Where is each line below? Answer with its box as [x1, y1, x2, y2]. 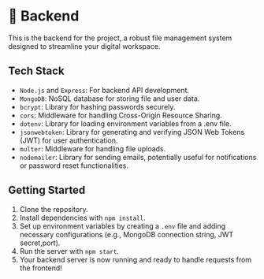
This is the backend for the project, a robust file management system [8, 33, 232, 43]
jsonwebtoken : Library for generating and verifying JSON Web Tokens [19, 127, 245, 136]
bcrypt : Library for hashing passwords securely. [19, 102, 176, 111]
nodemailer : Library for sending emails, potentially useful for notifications [19, 152, 257, 162]
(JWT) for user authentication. [19, 136, 118, 145]
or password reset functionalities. [19, 161, 128, 170]
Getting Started [8, 184, 86, 197]
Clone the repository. [19, 204, 88, 214]
